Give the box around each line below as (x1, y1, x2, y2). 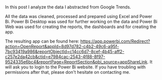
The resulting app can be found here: (5, 38, 80, 44)
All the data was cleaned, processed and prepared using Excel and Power (5, 14, 153, 19)
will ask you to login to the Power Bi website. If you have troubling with (5, 64, 146, 70)
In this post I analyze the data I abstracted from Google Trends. (5, 4, 131, 10)
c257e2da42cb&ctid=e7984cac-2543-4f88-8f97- (5, 54, 106, 60)
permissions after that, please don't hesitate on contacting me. (5, 69, 130, 75)
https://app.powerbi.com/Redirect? (80, 38, 150, 44)
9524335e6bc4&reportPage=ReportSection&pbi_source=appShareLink (5, 59, 148, 64)
